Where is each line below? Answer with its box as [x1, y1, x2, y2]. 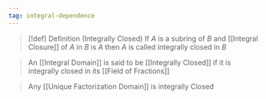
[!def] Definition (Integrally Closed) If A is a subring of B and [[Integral [27, 34, 259, 43]
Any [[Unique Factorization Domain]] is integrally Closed [27, 81, 215, 91]
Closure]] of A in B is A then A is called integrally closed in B [27, 42, 227, 52]
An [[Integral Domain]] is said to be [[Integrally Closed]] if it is [27, 57, 232, 67]
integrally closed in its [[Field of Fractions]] [27, 65, 170, 76]
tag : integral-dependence [8, 11, 95, 20]
